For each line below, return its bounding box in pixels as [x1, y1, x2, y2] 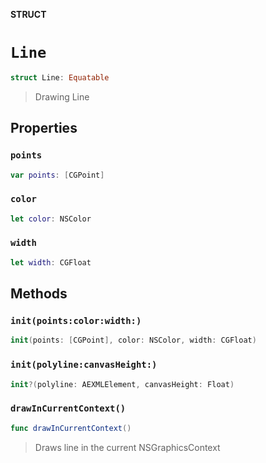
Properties [10, 120, 78, 137]
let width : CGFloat [10, 257, 92, 268]
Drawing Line [34, 90, 90, 103]
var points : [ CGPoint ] [10, 170, 105, 180]
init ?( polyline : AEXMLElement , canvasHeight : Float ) [10, 379, 235, 389]
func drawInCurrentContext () [10, 423, 132, 433]
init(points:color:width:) [10, 315, 142, 327]
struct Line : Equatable [10, 72, 110, 83]
